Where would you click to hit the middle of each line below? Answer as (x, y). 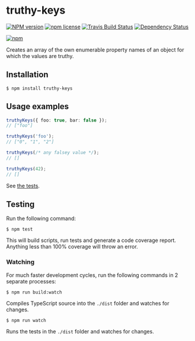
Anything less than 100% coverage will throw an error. (72, 247)
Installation (27, 75)
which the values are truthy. (40, 56)
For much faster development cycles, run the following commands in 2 (92, 275)
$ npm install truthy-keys (39, 88)
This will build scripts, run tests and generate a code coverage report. (91, 240)
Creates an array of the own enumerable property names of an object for (95, 50)
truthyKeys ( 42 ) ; (26, 169)
